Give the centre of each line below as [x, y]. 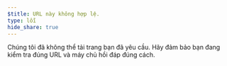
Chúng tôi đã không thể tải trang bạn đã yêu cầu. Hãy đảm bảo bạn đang [114, 48]
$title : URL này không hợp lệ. [54, 14]
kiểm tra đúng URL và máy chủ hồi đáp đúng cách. [81, 55]
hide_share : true [33, 27]
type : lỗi [22, 21]
